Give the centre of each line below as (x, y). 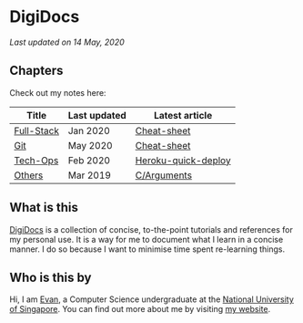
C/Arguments (164, 175)
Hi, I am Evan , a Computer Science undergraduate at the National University (151, 299)
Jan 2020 (89, 130)
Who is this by (50, 277)
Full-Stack (36, 130)
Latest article (183, 115)
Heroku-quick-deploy (183, 160)
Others (29, 175)
